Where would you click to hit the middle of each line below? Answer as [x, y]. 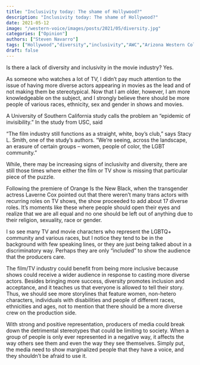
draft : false [22, 51]
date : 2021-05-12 [28, 23]
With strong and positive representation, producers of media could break [96, 324]
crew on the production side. [41, 313]
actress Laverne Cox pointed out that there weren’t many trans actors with [97, 195]
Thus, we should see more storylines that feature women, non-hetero [91, 294]
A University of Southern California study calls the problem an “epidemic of [98, 116]
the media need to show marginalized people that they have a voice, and [95, 350]
